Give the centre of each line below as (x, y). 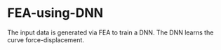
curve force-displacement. (46, 39)
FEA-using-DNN (55, 13)
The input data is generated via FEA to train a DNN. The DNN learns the (110, 32)
